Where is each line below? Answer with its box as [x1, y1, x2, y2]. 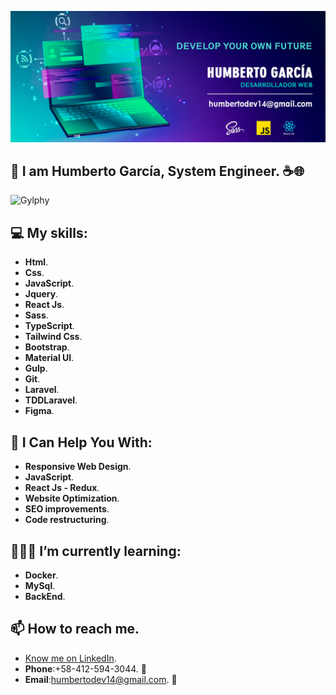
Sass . [24, 309, 49, 321]
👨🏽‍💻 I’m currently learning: [10, 542, 182, 560]
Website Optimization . [24, 492, 120, 505]
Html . [24, 256, 49, 268]
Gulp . [24, 362, 48, 375]
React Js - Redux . [24, 482, 100, 494]
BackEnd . [24, 590, 66, 602]
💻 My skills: [10, 224, 88, 241]
